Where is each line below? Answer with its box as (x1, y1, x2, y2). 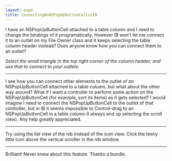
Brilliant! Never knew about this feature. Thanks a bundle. (5, 151, 126, 157)
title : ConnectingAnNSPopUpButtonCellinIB (5, 12, 97, 17)
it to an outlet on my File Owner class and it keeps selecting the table (5, 37, 151, 43)
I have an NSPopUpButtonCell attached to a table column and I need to (5, 26, 155, 32)
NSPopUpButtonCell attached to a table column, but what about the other (5, 83, 160, 89)
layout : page (5, 7, 33, 13)
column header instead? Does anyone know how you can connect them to (5, 42, 162, 49)
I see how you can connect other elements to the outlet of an (5, 78, 134, 84)
